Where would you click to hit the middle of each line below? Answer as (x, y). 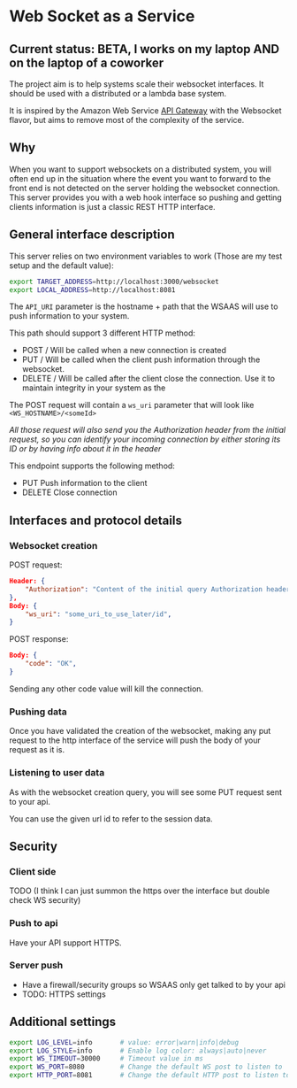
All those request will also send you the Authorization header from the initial (147, 430)
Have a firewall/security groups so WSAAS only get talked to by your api (153, 984)
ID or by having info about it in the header (85, 449)
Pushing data (38, 712)
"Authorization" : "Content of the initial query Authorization (144, 589)
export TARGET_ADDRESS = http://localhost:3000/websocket (114, 282)
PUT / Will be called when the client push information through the (141, 359)
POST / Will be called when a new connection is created (124, 351)
